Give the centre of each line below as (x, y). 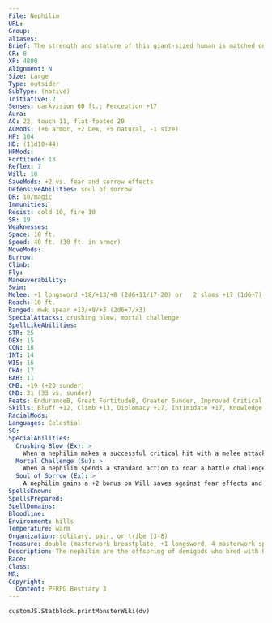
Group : (19, 31)
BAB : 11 (21, 378)
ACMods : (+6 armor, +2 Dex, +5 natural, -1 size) (94, 129)
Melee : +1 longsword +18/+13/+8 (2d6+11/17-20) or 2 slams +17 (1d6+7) (136, 295)
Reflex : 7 (25, 167)
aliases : (23, 39)
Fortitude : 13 (32, 159)
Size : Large (28, 76)
